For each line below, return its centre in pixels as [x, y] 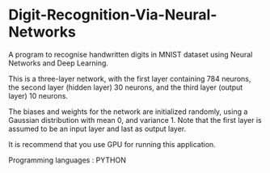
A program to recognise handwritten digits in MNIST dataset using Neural [131, 54]
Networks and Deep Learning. [59, 63]
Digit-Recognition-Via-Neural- [113, 15]
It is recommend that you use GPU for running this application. [112, 144]
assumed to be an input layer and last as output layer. [97, 129]
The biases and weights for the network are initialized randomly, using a [128, 112]
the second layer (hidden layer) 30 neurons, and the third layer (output [126, 87]
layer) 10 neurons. [38, 95]
